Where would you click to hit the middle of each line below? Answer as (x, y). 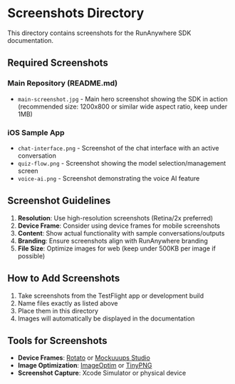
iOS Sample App (36, 132)
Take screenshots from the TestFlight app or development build (111, 295)
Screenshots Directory (76, 13)
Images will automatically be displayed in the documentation (106, 318)
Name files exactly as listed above (68, 303)
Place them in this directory (58, 310)
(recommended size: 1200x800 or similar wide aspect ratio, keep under (122, 106)
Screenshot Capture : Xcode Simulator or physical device (102, 373)
